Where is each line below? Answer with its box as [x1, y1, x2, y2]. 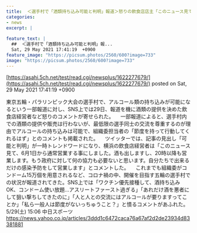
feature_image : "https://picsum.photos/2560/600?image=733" [6, 52, 157, 58]
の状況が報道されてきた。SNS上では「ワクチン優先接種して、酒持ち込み [6, 179, 181, 186]
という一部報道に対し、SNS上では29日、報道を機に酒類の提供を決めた [11, 105, 182, 112]
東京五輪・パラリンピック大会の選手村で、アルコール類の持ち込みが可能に [6, 98, 186, 105]
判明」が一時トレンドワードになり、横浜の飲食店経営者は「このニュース [16, 142, 191, 149]
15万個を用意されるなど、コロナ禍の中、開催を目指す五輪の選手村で [26, 171, 191, 179]
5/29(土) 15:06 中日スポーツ [6, 208, 73, 215]
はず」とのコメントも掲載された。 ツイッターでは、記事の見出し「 [16, 135, 182, 142]
